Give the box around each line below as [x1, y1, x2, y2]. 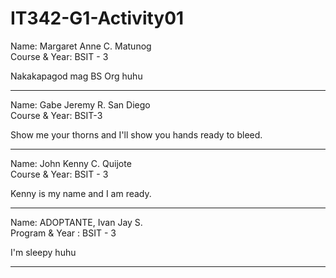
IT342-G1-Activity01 [10, 7, 185, 30]
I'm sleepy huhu [10, 246, 77, 258]
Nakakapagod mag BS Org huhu [10, 70, 143, 82]
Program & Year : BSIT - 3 [10, 227, 117, 239]
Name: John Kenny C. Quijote [10, 157, 132, 169]
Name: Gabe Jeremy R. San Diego [10, 98, 151, 111]
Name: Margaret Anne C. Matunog [10, 40, 152, 52]
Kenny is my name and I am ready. [10, 187, 152, 199]
